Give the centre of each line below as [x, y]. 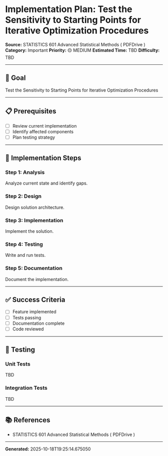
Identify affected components [43, 131]
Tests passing [27, 317]
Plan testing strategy [34, 137]
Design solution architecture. [35, 207]
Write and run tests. [25, 255]
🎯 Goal [15, 78]
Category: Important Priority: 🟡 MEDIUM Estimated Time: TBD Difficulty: [82, 50]
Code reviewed [28, 329]
